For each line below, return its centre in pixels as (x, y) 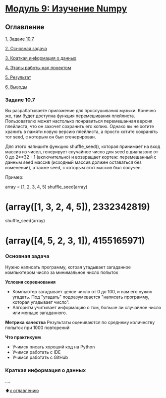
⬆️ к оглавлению (22, 391)
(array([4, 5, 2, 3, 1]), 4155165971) (75, 241)
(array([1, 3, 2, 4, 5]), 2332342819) (78, 207)
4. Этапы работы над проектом (38, 68)
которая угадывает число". (41, 302)
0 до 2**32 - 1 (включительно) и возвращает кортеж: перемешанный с (81, 157)
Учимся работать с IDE (36, 352)
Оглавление (25, 27)
